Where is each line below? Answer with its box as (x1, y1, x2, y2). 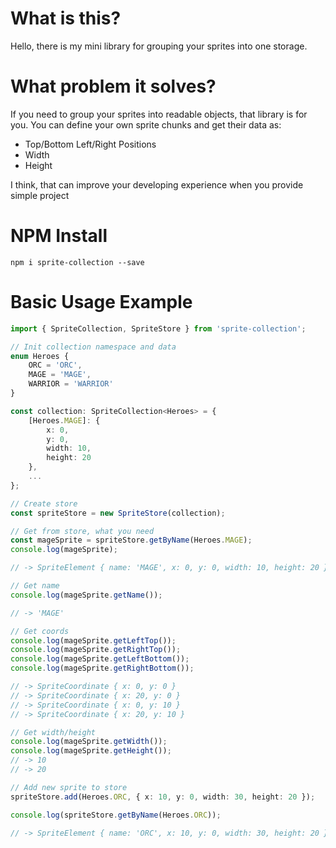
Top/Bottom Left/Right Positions (24, 138, 157, 150)
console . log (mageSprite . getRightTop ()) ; (10, 645, 182, 655)
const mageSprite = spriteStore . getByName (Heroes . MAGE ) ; (10, 535, 253, 546)
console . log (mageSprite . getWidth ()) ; (10, 737, 168, 747)
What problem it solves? (10, 75, 217, 98)
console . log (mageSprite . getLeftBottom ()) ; (10, 654, 190, 664)
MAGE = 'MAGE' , (28, 370, 92, 380)
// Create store (10, 498, 78, 509)
